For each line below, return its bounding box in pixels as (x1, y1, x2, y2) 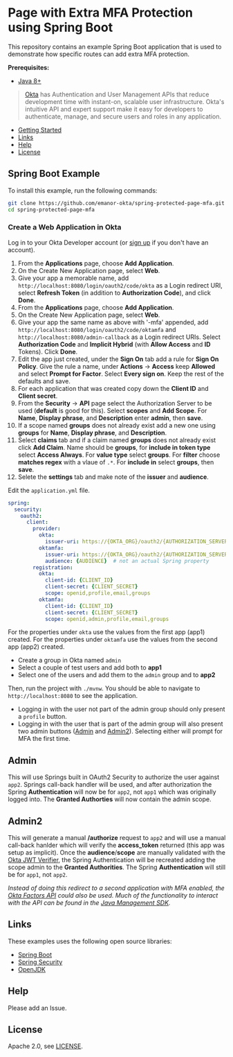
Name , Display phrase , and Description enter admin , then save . (17, 414, 203, 422)
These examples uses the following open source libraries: (8, 937, 172, 945)
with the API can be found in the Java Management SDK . (8, 899, 171, 907)
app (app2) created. (8, 643, 65, 651)
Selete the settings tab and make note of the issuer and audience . (17, 473, 209, 481)
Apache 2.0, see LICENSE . (8, 1042, 84, 1051)
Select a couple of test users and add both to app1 (17, 663, 162, 672)
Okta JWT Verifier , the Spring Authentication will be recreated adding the (8, 856, 216, 864)
